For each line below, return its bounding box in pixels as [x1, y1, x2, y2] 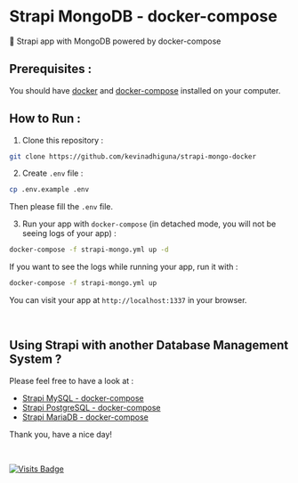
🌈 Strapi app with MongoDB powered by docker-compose [9, 36, 221, 46]
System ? [9, 352, 62, 367]
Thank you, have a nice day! [9, 429, 113, 439]
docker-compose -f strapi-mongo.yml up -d [9, 245, 169, 255]
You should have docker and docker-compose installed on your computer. [9, 85, 281, 95]
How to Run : [9, 111, 82, 127]
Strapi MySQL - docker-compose [21, 392, 144, 403]
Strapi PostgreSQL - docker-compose [21, 402, 162, 413]
